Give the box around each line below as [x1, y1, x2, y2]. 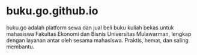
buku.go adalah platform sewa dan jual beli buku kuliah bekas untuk [6, 24, 174, 31]
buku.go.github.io [6, 4, 98, 18]
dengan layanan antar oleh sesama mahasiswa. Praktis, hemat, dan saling [6, 36, 189, 44]
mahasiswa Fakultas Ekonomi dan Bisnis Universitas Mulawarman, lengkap [6, 30, 192, 37]
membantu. [6, 43, 35, 50]
